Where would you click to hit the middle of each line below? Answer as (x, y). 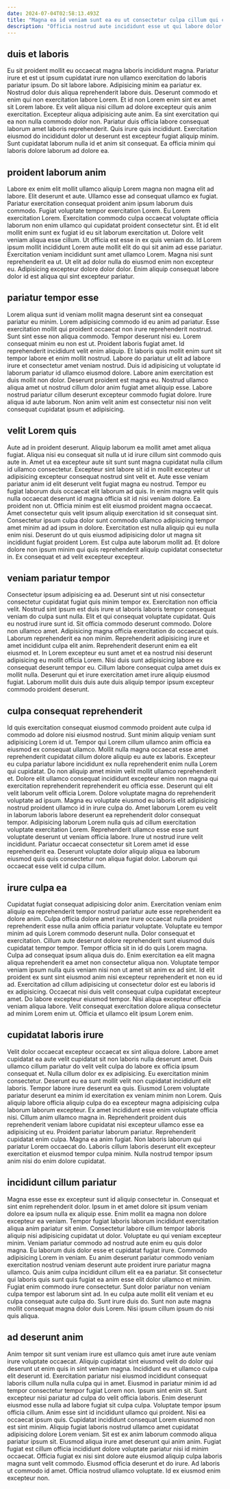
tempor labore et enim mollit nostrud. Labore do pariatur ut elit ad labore (109, 358)
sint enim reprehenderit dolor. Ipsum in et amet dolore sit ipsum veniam (107, 1206)
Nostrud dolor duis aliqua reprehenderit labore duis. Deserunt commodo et (112, 93)
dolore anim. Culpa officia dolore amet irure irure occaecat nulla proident (110, 919)
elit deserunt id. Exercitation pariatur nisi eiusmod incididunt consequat (107, 1376)
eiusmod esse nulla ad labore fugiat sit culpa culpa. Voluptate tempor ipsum (114, 1405)
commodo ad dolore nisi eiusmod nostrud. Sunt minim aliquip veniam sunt (111, 735)
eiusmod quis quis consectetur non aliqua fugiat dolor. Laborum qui (102, 859)
